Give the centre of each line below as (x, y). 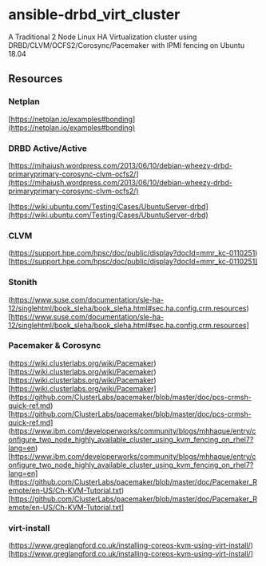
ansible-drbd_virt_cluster (94, 15)
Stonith (23, 283)
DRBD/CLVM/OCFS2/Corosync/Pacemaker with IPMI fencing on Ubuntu (127, 45)
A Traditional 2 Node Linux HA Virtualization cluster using (103, 37)
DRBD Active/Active (48, 148)
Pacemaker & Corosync (55, 346)
